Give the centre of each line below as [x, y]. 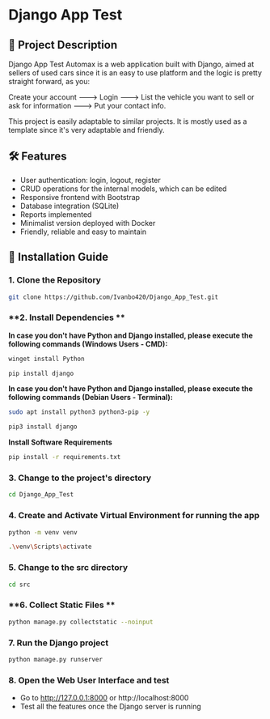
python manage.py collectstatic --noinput [81, 622]
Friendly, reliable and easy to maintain [83, 232]
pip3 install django [43, 427]
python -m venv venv [43, 532]
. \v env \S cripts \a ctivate [50, 547]
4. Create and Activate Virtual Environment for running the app [134, 516]
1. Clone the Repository [55, 280]
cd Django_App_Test [41, 495]
